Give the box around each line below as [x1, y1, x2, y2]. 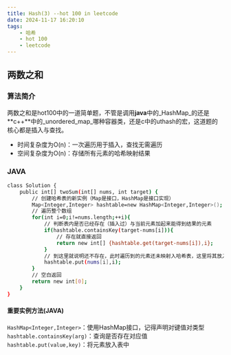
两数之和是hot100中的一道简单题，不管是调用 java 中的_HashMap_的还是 [7, 108, 210, 117]
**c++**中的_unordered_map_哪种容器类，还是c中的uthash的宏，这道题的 [7, 117, 219, 125]
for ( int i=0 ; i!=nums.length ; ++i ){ [32, 214, 131, 221]
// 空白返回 [32, 272, 62, 279]
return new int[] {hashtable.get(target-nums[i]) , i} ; [56, 239, 214, 246]
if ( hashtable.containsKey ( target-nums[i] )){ [43, 227, 174, 234]
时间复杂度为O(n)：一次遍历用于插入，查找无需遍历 [16, 140, 163, 149]
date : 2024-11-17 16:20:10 [7, 17, 85, 23]
